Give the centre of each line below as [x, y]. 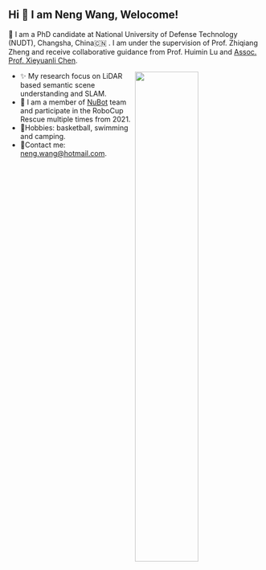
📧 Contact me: [43, 145]
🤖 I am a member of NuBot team [73, 102]
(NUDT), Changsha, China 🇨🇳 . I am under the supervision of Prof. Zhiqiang [133, 43]
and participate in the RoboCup [72, 110]
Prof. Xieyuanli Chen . [43, 60]
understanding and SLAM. [63, 93]
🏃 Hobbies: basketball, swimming [74, 127]
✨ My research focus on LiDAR [71, 76]
